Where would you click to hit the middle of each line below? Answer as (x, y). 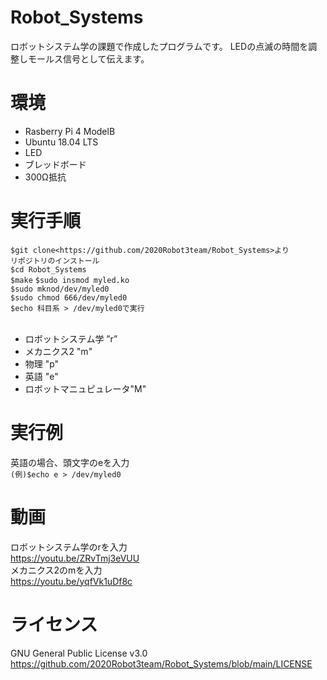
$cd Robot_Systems (48, 269)
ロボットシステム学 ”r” (71, 338)
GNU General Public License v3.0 (79, 653)
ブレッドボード (55, 164)
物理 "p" (42, 363)
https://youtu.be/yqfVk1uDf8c (71, 581)
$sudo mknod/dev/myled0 (60, 289)
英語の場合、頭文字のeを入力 (70, 462)
